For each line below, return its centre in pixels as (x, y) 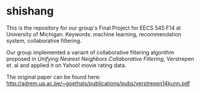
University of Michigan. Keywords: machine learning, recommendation (94, 34)
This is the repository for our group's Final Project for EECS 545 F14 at (94, 28)
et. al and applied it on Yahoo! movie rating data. (66, 65)
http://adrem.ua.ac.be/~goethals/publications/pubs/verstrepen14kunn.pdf (98, 83)
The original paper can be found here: (53, 77)
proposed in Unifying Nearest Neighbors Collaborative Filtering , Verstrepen (100, 59)
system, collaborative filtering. (44, 40)
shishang (30, 11)
